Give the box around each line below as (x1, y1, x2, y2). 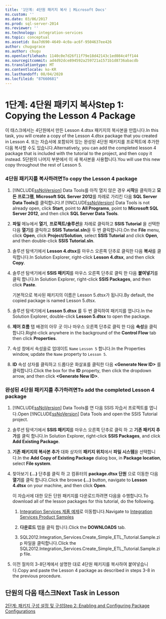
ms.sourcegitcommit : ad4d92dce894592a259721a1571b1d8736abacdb (5, 58, 139, 63)
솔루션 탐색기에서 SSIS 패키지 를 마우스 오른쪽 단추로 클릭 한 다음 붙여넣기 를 (12, 270, 159, 276)
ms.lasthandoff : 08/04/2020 (5, 72, 63, 77)
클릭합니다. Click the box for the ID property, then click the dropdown (12, 367, 152, 373)
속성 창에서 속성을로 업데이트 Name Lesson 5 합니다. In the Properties (12, 345, 146, 351)
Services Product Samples (19, 514, 74, 520)
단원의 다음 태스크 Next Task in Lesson (5, 588, 120, 597)
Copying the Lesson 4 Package (5, 110, 136, 121)
